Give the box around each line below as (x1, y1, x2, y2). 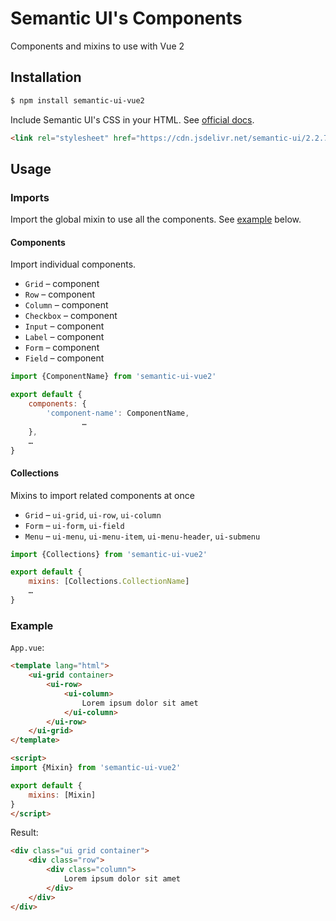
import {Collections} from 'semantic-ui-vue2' (10, 549, 208, 559)
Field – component (24, 352, 105, 364)
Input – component (24, 320, 105, 332)
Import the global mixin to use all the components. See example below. (10, 213, 302, 226)
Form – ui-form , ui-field (24, 519, 125, 531)
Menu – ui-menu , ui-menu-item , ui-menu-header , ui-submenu (24, 530, 261, 542)
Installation (10, 69, 82, 86)
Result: (10, 827, 39, 839)
